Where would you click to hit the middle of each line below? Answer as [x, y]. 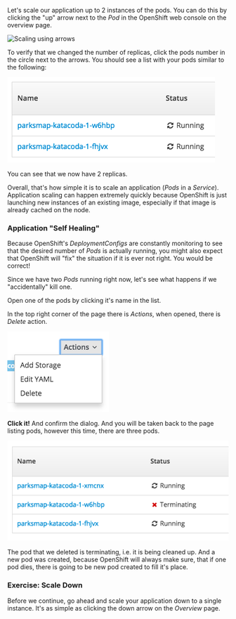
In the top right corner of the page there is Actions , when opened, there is [114, 314]
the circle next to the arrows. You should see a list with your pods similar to [116, 60]
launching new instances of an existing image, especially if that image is [112, 202]
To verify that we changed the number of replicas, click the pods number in [116, 52]
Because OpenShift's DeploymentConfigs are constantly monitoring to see [115, 243]
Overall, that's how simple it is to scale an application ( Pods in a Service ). [113, 188]
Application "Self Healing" [53, 228]
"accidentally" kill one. [40, 287]
